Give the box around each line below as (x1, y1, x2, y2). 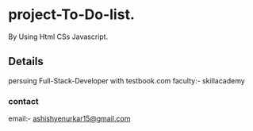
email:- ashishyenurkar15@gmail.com (8, 114, 131, 124)
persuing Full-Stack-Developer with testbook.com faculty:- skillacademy (8, 75, 246, 85)
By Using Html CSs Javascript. (8, 32, 109, 41)
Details (8, 55, 44, 68)
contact (8, 95, 40, 106)
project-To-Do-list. (8, 6, 135, 24)
